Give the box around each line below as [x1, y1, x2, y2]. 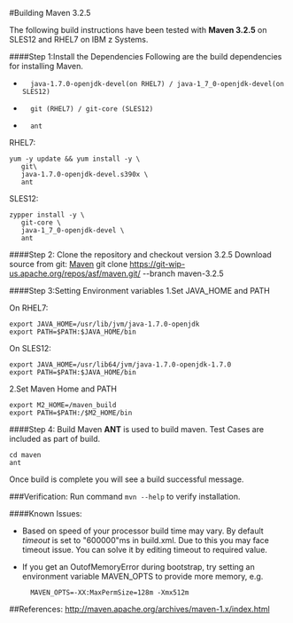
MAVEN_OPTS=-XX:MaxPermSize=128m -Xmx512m [30, 588, 189, 597]
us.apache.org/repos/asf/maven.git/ [9, 268, 141, 279]
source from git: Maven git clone [9, 259, 128, 269]
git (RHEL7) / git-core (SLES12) [30, 105, 154, 114]
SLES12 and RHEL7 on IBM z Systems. [9, 35, 149, 44]
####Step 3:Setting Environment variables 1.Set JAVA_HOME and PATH [9, 286, 270, 296]
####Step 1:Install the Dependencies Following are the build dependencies [9, 51, 282, 61]
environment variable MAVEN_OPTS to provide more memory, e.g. [21, 572, 264, 581]
